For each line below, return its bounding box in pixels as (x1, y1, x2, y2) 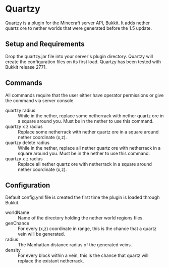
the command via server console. (5, 97, 75, 104)
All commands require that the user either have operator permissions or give (5, 92, 164, 98)
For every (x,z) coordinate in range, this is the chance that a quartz (18, 226, 157, 232)
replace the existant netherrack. (18, 258, 84, 264)
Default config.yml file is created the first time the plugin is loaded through (5, 194, 160, 200)
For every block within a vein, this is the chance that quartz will (18, 252, 149, 258)
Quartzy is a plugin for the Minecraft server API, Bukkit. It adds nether (5, 20, 150, 26)
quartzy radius (5, 107, 36, 113)
